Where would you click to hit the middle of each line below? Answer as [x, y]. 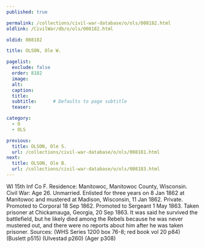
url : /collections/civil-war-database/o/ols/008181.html [86, 152]
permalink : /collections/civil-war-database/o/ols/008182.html [89, 23]
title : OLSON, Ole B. [39, 163]
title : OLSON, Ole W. [34, 51]
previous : [19, 140]
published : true [27, 12]
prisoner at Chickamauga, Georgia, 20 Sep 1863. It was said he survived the [102, 212]
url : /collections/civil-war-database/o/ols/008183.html [86, 169]
